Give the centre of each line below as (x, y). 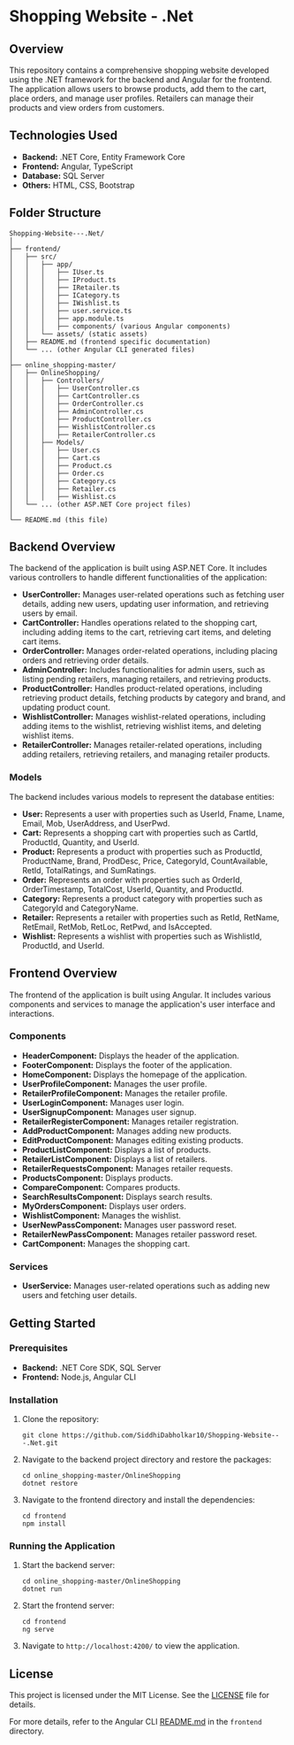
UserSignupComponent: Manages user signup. (109, 1111)
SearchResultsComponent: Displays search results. (117, 1196)
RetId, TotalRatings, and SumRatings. (89, 870)
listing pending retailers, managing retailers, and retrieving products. (146, 680)
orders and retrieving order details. (85, 660)
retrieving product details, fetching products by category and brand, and (154, 698)
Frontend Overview (63, 974)
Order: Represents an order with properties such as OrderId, (132, 880)
